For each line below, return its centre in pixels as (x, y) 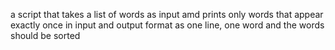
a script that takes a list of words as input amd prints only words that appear (167, 14)
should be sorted (45, 35)
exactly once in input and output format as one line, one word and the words (167, 25)
